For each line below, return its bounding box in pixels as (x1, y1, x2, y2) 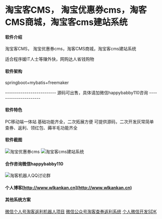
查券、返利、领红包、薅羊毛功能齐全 (5, 125, 78, 131)
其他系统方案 (5, 197, 31, 203)
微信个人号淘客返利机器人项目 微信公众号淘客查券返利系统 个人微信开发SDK (5, 209, 157, 214)
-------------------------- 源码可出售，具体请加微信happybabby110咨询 (5, 89, 148, 95)
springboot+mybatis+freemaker (5, 79, 69, 86)
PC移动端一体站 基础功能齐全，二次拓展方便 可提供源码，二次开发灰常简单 (5, 118, 154, 125)
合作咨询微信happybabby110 (5, 161, 64, 167)
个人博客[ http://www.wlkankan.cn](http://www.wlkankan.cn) (5, 184, 132, 191)
